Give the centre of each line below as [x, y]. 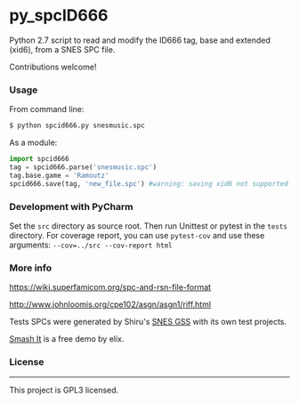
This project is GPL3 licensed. [64, 390]
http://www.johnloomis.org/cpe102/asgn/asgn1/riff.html [110, 304]
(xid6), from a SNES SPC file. [62, 49]
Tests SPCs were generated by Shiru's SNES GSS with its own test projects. [148, 322]
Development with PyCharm [71, 206]
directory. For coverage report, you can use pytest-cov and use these [137, 235]
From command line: [47, 109]
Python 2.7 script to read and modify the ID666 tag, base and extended [140, 40]
